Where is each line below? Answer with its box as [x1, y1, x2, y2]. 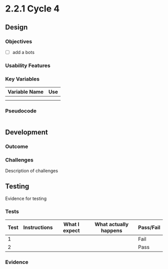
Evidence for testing [5, 195, 46, 201]
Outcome [5, 143, 28, 150]
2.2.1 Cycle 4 [5, 3, 60, 14]
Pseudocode [5, 107, 36, 114]
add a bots [12, 49, 35, 55]
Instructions [23, 224, 53, 231]
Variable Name [7, 88, 44, 95]
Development [5, 128, 48, 136]
